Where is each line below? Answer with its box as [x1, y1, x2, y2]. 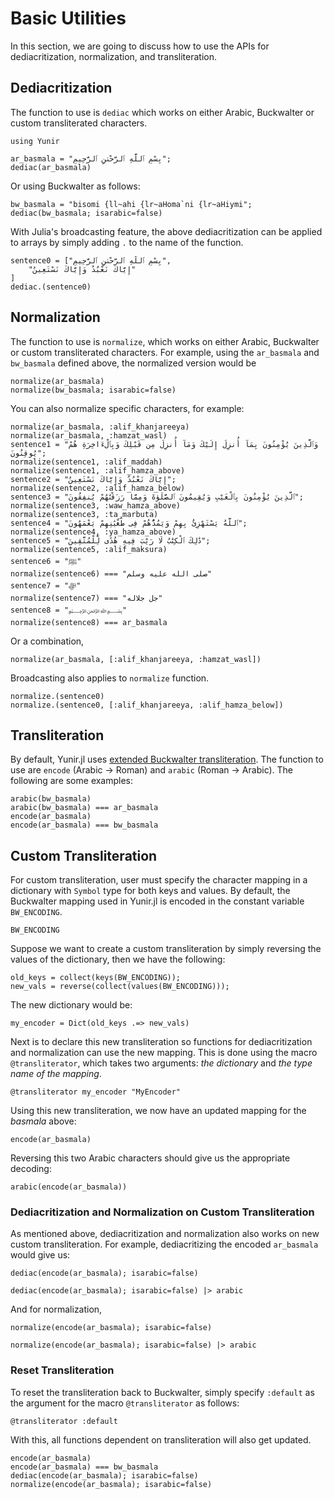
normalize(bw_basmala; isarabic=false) [10, 385, 177, 395]
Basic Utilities [10, 7, 127, 30]
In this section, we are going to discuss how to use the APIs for [10, 40, 270, 52]
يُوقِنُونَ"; [10, 448, 47, 458]
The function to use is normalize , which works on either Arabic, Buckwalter [10, 335, 320, 347]
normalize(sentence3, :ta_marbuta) [10, 509, 159, 519]
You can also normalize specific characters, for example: [10, 402, 245, 414]
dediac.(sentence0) [10, 282, 92, 292]
